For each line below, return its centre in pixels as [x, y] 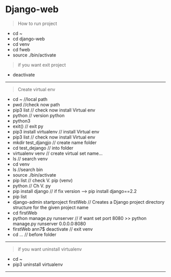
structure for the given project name [51, 207]
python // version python [38, 115]
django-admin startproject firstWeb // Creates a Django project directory [89, 202]
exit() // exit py [28, 126]
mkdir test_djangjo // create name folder [54, 142]
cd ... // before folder [34, 234]
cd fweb [21, 49]
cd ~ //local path [30, 99]
